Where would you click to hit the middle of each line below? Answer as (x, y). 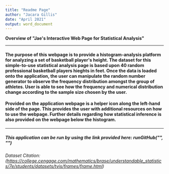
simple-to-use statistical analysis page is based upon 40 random (75, 65)
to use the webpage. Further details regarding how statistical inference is (83, 114)
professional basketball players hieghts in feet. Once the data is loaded (81, 71)
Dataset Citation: (23, 156)
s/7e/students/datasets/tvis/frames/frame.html (54, 166)
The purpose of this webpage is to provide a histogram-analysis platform (83, 54)
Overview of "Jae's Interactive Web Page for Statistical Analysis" (75, 38)
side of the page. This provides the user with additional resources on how (83, 109)
